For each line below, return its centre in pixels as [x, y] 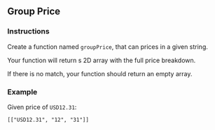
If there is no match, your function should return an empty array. [100, 73]
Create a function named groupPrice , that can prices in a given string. [108, 46]
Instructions [29, 31]
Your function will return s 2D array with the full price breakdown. [102, 60]
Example [22, 92]
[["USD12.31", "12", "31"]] [48, 120]
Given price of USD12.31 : [42, 107]
